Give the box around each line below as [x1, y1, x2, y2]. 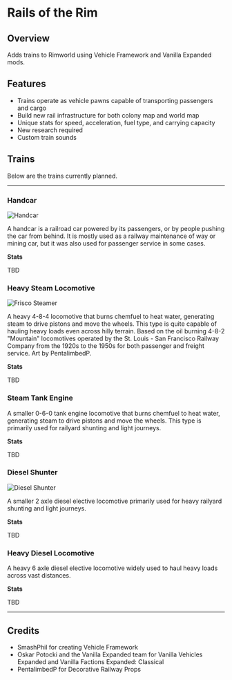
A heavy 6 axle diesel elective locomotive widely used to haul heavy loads [7, 564, 218, 572]
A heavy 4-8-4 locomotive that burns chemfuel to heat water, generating [7, 313, 215, 321]
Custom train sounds [17, 133, 77, 141]
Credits [7, 625, 40, 636]
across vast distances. [7, 571, 71, 580]
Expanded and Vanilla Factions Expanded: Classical [17, 657, 164, 665]
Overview [7, 33, 50, 44]
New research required [17, 126, 83, 134]
